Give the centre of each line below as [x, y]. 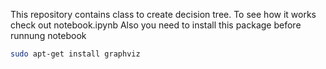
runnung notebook [48, 35]
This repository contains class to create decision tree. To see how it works [163, 14]
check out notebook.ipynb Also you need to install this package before [156, 25]
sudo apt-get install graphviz [75, 54]
